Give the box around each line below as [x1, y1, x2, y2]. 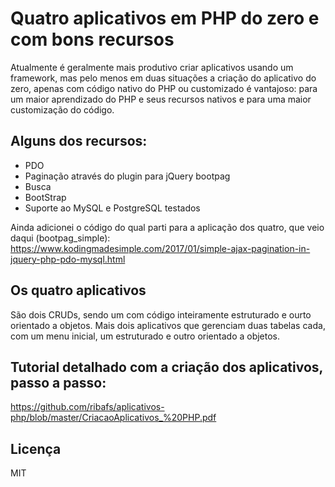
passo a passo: [10, 374, 107, 391]
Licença [10, 440, 62, 457]
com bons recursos [10, 28, 175, 51]
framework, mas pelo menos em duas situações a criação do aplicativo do [10, 72, 317, 84]
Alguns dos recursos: [10, 133, 148, 150]
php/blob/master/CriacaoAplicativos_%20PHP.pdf [10, 412, 217, 424]
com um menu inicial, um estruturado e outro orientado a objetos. [10, 330, 281, 342]
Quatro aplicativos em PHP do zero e [10, 7, 320, 30]
